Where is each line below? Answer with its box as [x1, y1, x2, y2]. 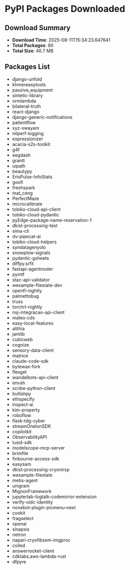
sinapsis [12, 526, 30, 532]
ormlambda [12, 97, 37, 104]
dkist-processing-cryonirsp [12, 466, 70, 473]
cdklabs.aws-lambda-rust [12, 553, 67, 559]
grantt [12, 157, 25, 163]
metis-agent [12, 477, 38, 483]
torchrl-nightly [12, 304, 43, 310]
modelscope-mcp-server [12, 444, 65, 451]
